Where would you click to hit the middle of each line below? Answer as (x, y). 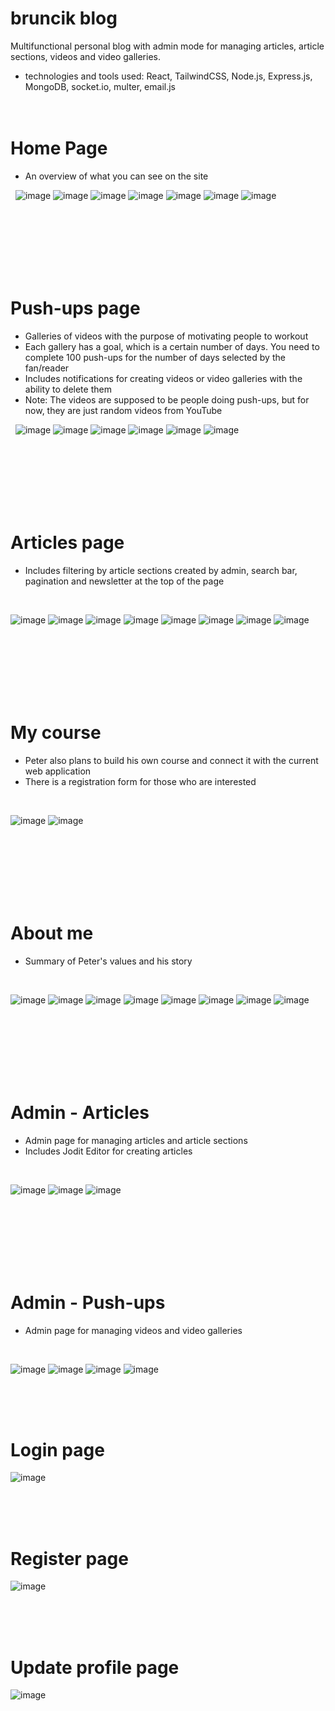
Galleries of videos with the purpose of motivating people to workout (166, 336)
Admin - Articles (80, 1112)
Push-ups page (75, 308)
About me (52, 933)
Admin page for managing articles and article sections (136, 1140)
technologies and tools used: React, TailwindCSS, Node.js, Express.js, (168, 76)
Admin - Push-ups (88, 1302)
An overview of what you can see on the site (116, 176)
